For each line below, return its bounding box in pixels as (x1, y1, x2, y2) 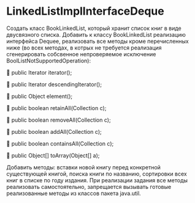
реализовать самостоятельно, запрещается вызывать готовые (6, 183, 172, 190)
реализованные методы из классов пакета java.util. (6, 190, 141, 197)
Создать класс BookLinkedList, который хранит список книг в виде (6, 24, 182, 32)
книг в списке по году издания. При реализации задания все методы (6, 176, 188, 184)
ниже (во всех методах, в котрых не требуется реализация (6, 44, 162, 51)
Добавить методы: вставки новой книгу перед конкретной (6, 163, 161, 171)
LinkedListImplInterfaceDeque (6, 4, 164, 18)
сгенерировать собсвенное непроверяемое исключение (6, 50, 156, 57)
